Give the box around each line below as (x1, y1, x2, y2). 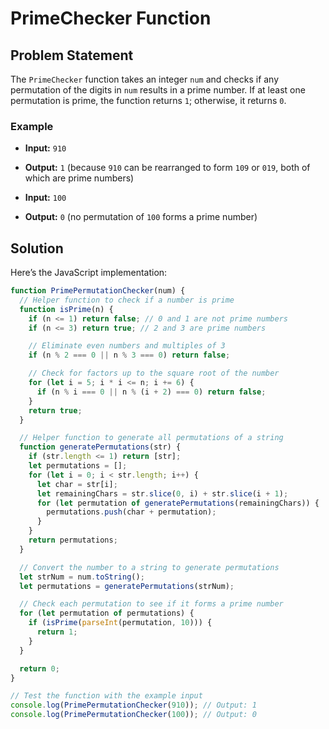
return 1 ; (36, 627, 78, 637)
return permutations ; (28, 535, 118, 546)
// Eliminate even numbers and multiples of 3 (28, 341, 226, 351)
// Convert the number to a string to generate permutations (19, 562, 280, 572)
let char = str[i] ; (36, 479, 118, 489)
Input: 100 (24, 192, 67, 204)
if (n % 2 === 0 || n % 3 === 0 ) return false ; (28, 350, 231, 361)
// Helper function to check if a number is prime (19, 295, 235, 305)
